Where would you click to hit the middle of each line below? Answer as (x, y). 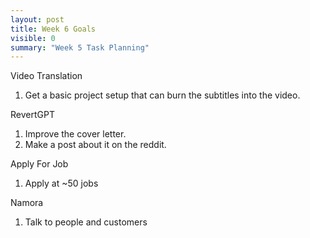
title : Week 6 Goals (53, 29)
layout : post (37, 19)
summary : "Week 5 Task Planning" (80, 47)
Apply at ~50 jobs (61, 183)
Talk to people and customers (86, 222)
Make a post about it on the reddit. (95, 145)
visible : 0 (33, 38)
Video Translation (46, 76)
